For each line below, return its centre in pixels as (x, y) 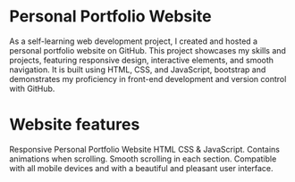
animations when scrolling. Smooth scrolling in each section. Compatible (143, 159)
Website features (75, 124)
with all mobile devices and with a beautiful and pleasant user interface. (142, 168)
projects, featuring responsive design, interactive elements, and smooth (142, 60)
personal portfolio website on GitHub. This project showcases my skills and (147, 50)
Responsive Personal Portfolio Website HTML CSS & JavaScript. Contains (144, 149)
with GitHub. (32, 88)
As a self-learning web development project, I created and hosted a (133, 41)
